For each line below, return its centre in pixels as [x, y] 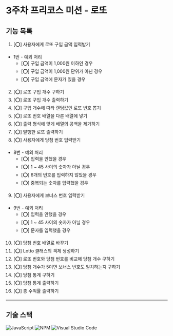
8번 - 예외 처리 [28, 152]
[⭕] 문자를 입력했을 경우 [46, 230]
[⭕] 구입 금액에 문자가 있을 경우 [53, 79]
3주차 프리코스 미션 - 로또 [56, 11]
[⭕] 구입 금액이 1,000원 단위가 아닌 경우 [62, 71]
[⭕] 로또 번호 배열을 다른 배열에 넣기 [50, 116]
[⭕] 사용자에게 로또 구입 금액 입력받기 [52, 44]
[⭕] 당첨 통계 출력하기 [36, 283]
